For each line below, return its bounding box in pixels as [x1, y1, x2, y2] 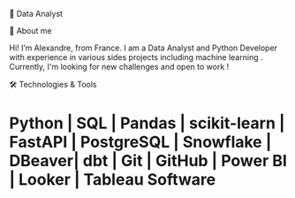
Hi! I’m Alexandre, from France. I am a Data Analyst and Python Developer [9, 42, 278, 53]
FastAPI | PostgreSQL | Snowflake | [9, 133, 272, 152]
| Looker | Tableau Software [9, 170, 216, 190]
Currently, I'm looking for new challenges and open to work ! [9, 62, 230, 72]
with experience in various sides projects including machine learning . [9, 52, 263, 62]
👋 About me [9, 26, 52, 35]
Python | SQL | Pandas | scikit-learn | [9, 113, 285, 133]
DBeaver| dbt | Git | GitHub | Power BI [9, 151, 287, 171]
